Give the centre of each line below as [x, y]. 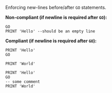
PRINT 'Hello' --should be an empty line [50, 31]
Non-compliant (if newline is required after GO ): [56, 17]
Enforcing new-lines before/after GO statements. [56, 7]
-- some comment [23, 82]
